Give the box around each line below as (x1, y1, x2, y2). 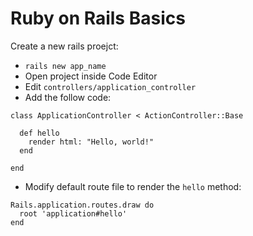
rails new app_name (24, 61, 107, 71)
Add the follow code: (24, 91, 112, 103)
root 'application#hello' (19, 208, 128, 219)
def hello (19, 128, 60, 138)
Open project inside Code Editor (24, 70, 158, 82)
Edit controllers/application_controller (24, 80, 197, 92)
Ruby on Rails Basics (10, 7, 186, 30)
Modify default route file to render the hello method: (24, 180, 242, 192)
